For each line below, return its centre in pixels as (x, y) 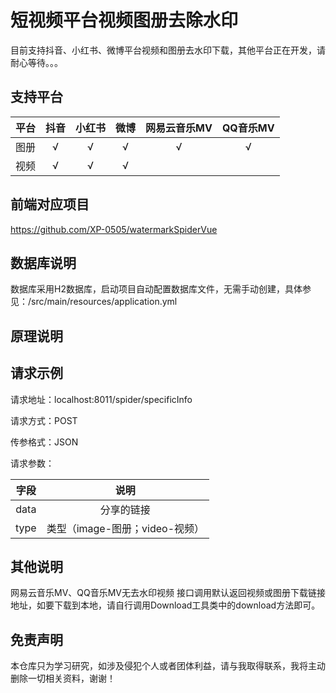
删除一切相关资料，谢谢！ (63, 678)
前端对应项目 (50, 204)
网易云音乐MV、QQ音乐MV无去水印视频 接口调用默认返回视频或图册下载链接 (168, 593)
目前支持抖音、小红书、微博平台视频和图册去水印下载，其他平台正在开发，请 (168, 50)
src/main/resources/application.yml (104, 302)
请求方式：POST (44, 420)
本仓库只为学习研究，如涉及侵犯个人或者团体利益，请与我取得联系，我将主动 (168, 666)
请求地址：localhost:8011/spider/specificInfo (101, 399)
